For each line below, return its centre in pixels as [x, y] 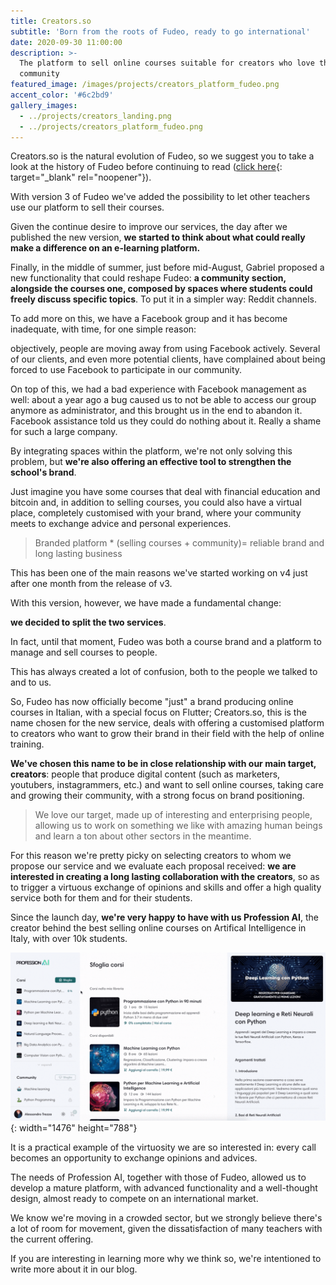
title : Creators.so [51, 21]
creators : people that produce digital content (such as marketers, [145, 774]
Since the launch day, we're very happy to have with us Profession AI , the [164, 917]
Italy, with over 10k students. [69, 939]
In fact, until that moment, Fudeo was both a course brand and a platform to [166, 642]
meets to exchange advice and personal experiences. [121, 524]
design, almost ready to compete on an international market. [134, 1199]
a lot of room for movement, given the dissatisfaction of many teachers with [166, 1229]
